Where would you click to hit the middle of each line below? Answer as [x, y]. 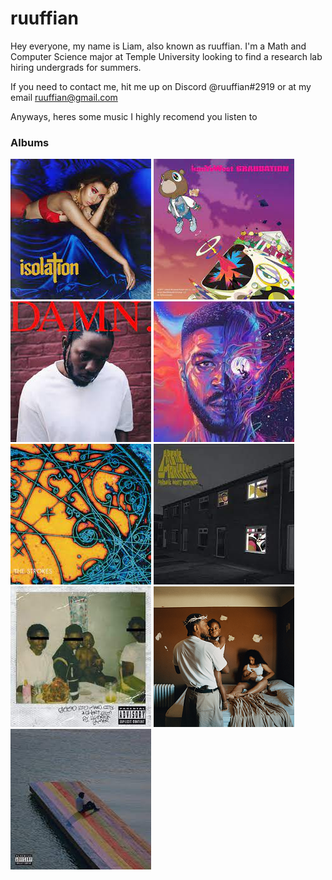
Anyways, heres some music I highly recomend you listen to [134, 116]
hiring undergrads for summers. [76, 67]
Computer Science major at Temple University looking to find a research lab [166, 56]
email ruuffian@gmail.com [64, 97]
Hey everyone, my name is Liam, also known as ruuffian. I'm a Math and [158, 46]
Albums [30, 142]
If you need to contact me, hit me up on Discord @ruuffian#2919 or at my [161, 86]
